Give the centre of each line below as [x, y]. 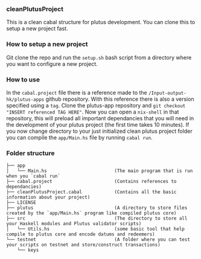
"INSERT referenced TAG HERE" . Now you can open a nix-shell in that [93, 112]
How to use [23, 79]
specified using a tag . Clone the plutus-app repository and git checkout [96, 105]
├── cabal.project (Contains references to [91, 182]
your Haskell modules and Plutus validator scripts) [74, 224]
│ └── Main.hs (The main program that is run [100, 171]
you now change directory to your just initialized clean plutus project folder [99, 131]
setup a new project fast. [37, 28]
